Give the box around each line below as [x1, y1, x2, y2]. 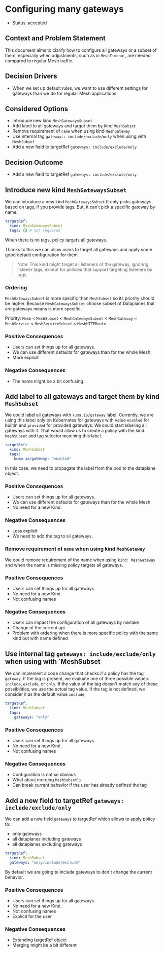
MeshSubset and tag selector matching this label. [5, 433, 102, 439]
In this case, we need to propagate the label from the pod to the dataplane [5, 465, 156, 471]
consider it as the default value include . [5, 691, 86, 697]
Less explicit [12, 528, 38, 534]
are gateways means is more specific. [5, 305, 82, 311]
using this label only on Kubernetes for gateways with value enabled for [5, 417, 150, 423]
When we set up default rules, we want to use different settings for [12, 85, 148, 91]
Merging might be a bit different [12, 942, 77, 948]
